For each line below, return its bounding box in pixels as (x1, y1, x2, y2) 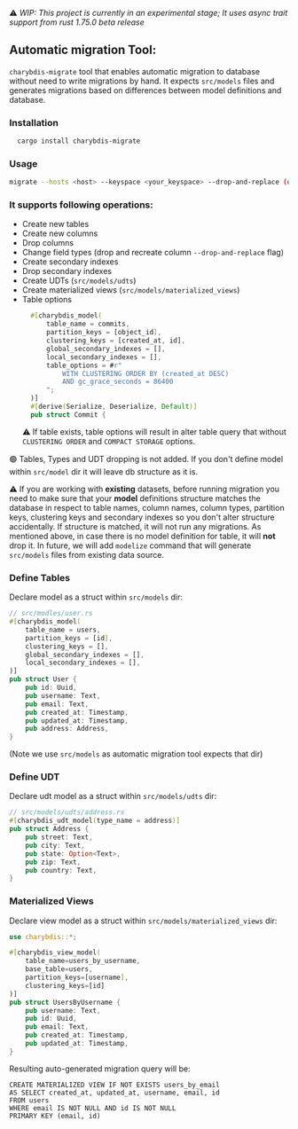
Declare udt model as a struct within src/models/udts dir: (9, 791, 217, 802)
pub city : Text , (25, 841, 86, 850)
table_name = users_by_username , (25, 957, 141, 966)
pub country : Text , (25, 866, 98, 874)
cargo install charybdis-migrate (17, 137, 141, 145)
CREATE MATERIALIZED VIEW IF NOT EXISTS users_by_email (9, 1080, 220, 1089)
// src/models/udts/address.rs (9, 808, 125, 817)
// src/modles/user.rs (9, 609, 93, 618)
